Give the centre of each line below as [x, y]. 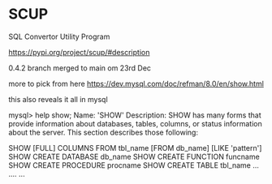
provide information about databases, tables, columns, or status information [135, 123]
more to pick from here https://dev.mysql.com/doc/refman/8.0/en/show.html [136, 83]
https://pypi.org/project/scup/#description [79, 52]
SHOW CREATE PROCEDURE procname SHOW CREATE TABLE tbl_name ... [134, 165]
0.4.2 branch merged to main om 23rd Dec [80, 68]
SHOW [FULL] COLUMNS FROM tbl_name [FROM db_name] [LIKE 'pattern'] [135, 148]
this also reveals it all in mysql [58, 99]
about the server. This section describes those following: [104, 132]
